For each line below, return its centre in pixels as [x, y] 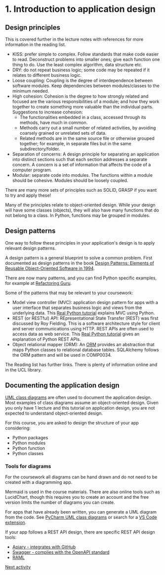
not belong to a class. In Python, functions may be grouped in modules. [78, 215]
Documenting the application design [62, 386]
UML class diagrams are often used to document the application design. [79, 397]
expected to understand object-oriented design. [54, 413]
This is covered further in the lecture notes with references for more [74, 39]
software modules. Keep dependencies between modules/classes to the [86, 86]
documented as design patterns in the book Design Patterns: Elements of [80, 263]
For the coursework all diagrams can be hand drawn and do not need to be [81, 477]
